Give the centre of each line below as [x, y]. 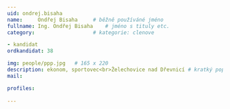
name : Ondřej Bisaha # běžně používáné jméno [86, 20]
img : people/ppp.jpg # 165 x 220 [58, 63]
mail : [15, 76]
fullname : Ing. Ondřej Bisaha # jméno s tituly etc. [88, 26]
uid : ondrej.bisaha [35, 13]
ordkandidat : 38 [30, 51]
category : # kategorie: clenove [81, 32]
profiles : [21, 88]
